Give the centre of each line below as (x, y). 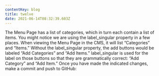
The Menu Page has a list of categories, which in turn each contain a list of (80, 33)
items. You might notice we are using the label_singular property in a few (78, 38)
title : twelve (19, 14)
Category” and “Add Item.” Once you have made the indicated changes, (77, 63)
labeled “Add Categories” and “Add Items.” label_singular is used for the (77, 53)
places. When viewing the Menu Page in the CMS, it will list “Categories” (78, 43)
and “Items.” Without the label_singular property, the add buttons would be (79, 48)
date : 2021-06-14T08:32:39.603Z (38, 19)
